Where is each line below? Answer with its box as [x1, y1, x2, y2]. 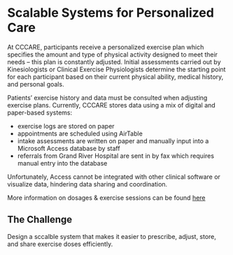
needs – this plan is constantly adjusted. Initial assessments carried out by [7, 57, 222, 66]
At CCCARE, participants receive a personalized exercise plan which [7, 43, 204, 51]
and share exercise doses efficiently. [7, 240, 113, 248]
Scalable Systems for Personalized [7, 5, 215, 21]
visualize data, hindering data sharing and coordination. [7, 180, 168, 188]
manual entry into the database [17, 159, 108, 167]
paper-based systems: [7, 108, 73, 117]
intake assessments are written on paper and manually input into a [17, 136, 209, 145]
